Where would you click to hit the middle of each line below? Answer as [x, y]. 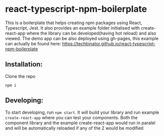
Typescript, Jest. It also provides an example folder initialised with [73, 28]
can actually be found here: [33, 43]
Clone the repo [20, 76]
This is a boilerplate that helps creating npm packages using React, [74, 23]
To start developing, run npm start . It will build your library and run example [82, 112]
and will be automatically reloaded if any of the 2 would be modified [74, 128]
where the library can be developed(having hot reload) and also [91, 33]
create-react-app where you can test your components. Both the [71, 117]
